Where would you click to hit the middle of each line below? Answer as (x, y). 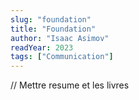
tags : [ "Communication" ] (62, 57)
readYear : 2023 (42, 47)
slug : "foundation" (51, 19)
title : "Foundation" (53, 29)
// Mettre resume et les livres (70, 85)
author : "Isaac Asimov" (60, 38)
